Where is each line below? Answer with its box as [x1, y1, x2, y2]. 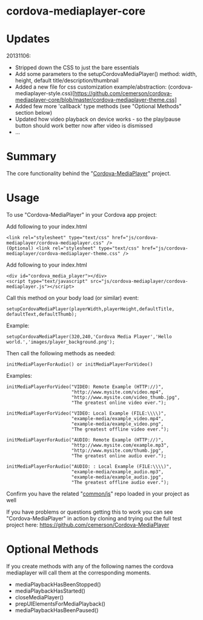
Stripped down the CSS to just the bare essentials [15, 64, 139, 71]
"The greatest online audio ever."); [71, 453, 167, 459]
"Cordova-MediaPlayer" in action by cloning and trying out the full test [6, 515, 182, 522]
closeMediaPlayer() [15, 593, 64, 601]
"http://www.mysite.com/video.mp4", [71, 389, 164, 395]
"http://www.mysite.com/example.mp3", [71, 442, 170, 448]
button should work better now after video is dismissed [15, 122, 153, 129]
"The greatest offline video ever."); [71, 426, 170, 432]
